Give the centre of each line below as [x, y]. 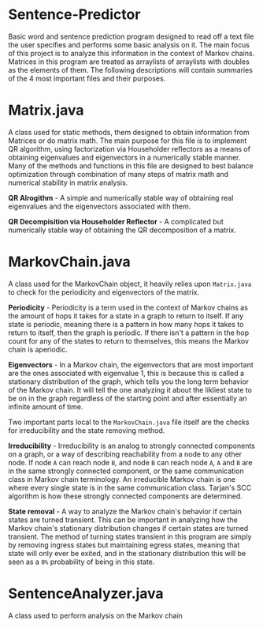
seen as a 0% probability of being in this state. [81, 562]
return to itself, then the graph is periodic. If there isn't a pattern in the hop [129, 333]
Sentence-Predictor [74, 15]
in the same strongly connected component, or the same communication [126, 471]
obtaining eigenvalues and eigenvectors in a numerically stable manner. [124, 157]
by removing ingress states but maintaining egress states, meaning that [124, 545]
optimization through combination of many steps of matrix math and [119, 174]
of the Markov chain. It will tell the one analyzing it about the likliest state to [130, 389]
